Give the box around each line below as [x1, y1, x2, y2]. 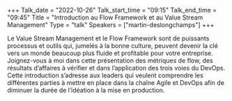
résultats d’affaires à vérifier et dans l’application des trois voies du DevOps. [7, 64, 226, 72]
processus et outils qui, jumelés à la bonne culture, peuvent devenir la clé [7, 42, 218, 49]
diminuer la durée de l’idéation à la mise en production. [7, 86, 165, 94]
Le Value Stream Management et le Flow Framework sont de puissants [7, 34, 210, 42]
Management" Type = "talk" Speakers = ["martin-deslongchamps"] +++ [7, 21, 215, 29]
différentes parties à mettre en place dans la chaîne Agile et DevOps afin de [7, 79, 225, 86]
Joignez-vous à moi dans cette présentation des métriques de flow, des [7, 56, 214, 65]
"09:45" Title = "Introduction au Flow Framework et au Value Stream [7, 13, 203, 22]
